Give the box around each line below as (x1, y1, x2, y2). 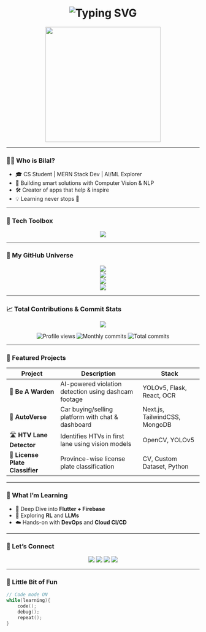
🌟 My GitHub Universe (6, 251, 74, 260)
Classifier (9, 466, 39, 475)
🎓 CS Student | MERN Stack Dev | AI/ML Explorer (15, 171, 142, 178)
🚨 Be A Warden (9, 388, 55, 396)
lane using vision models (60, 439, 132, 448)
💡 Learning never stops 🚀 (15, 195, 80, 203)
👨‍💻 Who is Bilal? (6, 156, 55, 165)
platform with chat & (60, 413, 118, 421)
